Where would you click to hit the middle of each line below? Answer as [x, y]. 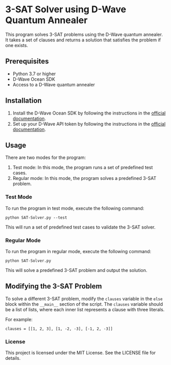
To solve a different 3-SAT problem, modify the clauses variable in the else [84, 299]
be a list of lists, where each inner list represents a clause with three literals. [85, 309]
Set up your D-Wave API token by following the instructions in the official [89, 124]
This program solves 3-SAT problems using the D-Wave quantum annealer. [84, 34]
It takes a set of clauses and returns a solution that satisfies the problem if [83, 40]
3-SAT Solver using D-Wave [66, 9]
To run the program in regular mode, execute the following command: [78, 251]
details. [13, 358]
